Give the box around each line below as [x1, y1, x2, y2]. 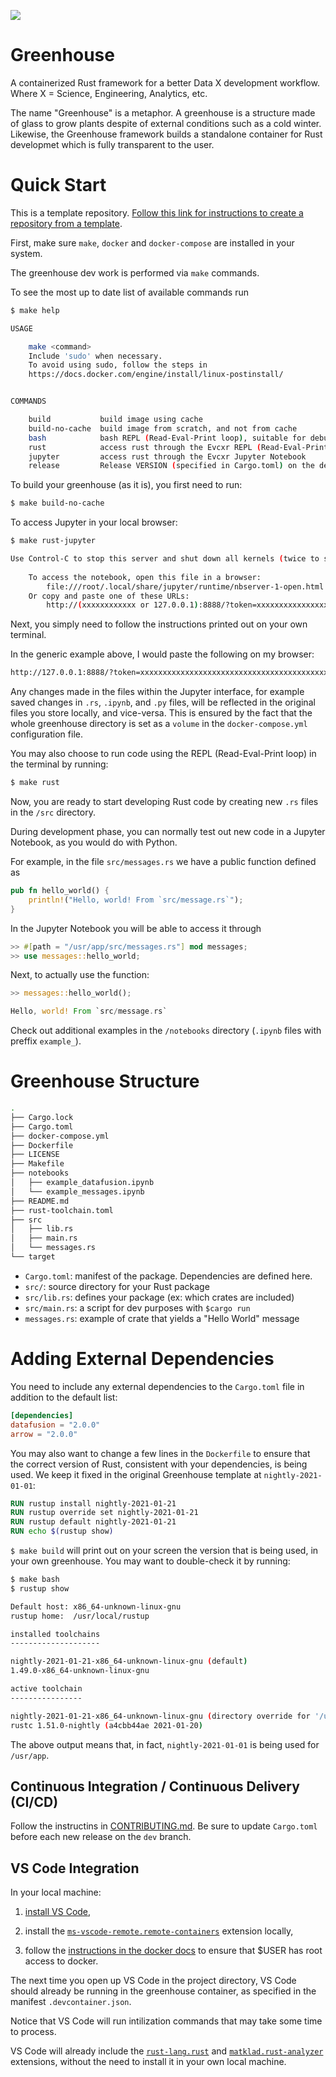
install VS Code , [24, 1906, 92, 1918]
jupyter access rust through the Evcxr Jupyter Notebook [28, 451, 307, 462]
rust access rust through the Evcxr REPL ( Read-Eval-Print [28, 442, 329, 452]
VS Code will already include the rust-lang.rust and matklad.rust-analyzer [10, 2045, 324, 2057]
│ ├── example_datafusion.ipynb [10, 1178, 155, 1188]
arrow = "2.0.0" [10, 1429, 78, 1439]
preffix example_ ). [10, 1035, 82, 1047]
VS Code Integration [10, 1860, 140, 1877]
